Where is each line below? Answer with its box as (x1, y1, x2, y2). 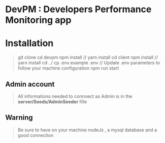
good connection (17, 132, 54, 138)
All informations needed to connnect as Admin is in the (17, 93, 133, 99)
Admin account (5, 80, 55, 88)
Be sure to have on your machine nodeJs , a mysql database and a (17, 127, 157, 133)
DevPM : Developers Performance (5, 4, 152, 15)
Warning (5, 113, 33, 122)
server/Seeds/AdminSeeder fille (17, 98, 87, 104)
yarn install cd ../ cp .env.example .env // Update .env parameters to (17, 60, 160, 66)
